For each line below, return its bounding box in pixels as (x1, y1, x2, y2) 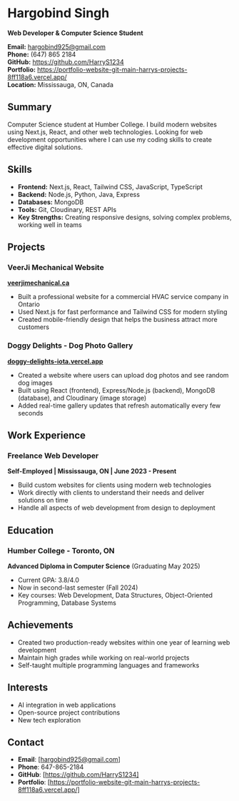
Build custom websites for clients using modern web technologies (17, 480, 212, 490)
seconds (17, 408, 44, 417)
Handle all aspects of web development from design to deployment (17, 503, 215, 512)
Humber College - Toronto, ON (7, 545, 116, 555)
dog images (17, 378, 53, 387)
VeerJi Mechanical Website (7, 262, 105, 272)
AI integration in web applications (17, 700, 116, 709)
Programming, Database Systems (17, 598, 116, 607)
